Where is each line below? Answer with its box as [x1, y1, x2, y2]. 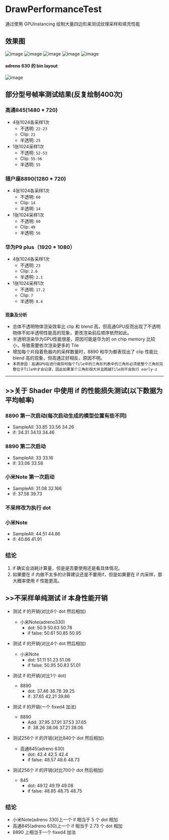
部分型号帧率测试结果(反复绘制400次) [5, 90, 123, 99]
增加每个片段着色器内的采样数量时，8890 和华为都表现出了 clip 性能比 [12, 348, 158, 354]
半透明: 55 [20, 161, 41, 167]
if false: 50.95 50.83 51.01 [27, 662, 81, 668]
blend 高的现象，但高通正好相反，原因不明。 [12, 354, 105, 361]
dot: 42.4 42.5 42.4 [27, 751, 68, 757]
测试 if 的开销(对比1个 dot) [12, 672, 66, 679]
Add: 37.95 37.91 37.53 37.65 [27, 719, 87, 725]
